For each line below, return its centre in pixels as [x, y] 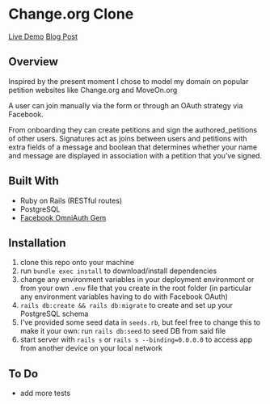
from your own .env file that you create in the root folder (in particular [136, 288]
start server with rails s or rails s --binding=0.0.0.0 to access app [136, 339]
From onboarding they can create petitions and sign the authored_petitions [133, 129]
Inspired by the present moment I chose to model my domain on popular [129, 81]
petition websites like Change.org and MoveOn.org [93, 90]
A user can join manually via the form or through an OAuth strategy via [126, 105]
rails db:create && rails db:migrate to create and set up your [126, 305]
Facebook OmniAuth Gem [63, 217]
